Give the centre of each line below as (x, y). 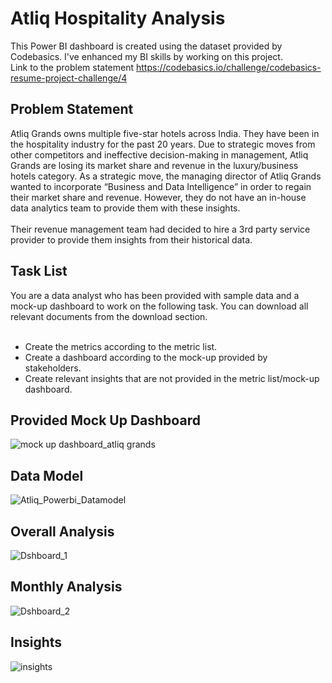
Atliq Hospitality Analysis (118, 18)
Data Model (47, 475)
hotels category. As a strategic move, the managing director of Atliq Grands (166, 176)
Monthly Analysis (66, 587)
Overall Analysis (62, 531)
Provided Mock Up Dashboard (105, 420)
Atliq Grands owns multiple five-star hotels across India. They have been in (165, 133)
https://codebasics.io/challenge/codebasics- (228, 67)
